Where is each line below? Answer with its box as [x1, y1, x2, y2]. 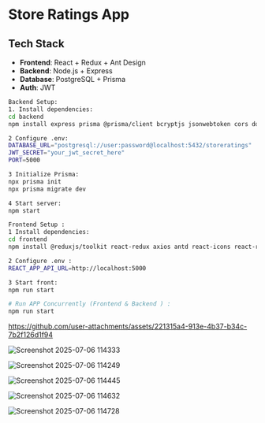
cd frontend [8, 236, 47, 243]
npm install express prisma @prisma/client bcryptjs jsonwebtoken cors [8, 120, 248, 128]
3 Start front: [8, 278, 58, 287]
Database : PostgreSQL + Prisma [19, 75, 126, 83]
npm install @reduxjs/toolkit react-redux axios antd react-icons [8, 243, 231, 250]
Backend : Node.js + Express [19, 66, 113, 76]
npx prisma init [8, 177, 62, 186]
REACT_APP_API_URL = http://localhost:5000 [8, 264, 147, 273]
